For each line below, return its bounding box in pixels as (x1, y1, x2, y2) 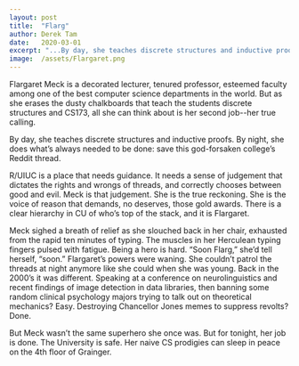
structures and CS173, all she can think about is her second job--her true (9, 108, 277, 118)
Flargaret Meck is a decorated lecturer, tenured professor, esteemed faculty (9, 79, 287, 89)
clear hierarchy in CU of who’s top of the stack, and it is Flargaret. (9, 208, 250, 218)
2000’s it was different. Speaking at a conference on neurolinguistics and (9, 272, 278, 283)
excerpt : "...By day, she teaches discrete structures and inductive (9, 46, 273, 55)
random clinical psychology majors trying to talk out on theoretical (9, 291, 252, 302)
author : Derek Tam (9, 29, 77, 38)
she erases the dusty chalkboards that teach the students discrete (9, 98, 253, 108)
